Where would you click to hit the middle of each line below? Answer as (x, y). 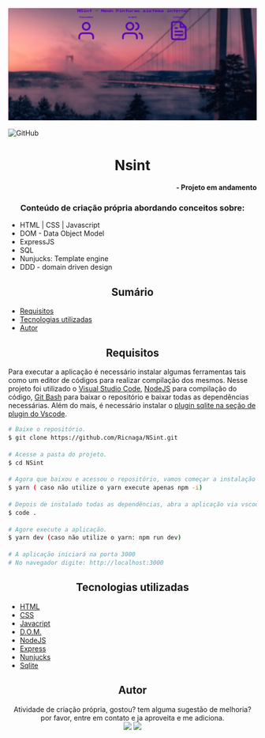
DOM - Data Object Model (62, 233)
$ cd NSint (26, 463)
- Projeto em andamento (216, 187)
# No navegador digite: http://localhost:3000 (86, 563)
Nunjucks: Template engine (64, 259)
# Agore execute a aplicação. (58, 529)
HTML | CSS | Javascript (60, 225)
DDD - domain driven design (66, 267)
